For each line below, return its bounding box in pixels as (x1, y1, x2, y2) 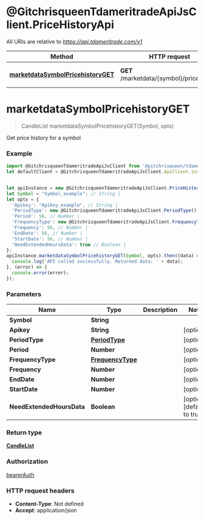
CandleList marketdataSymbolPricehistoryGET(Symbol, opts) (21, 122, 174, 130)
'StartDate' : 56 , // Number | (12, 236, 88, 242)
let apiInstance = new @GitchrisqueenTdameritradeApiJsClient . (6, 185, 170, 191)
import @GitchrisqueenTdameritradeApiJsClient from (6, 163, 140, 169)
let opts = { (6, 196, 39, 203)
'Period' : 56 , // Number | (12, 213, 80, 220)
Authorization (6, 457, 49, 466)
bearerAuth (6, 471, 35, 479)
